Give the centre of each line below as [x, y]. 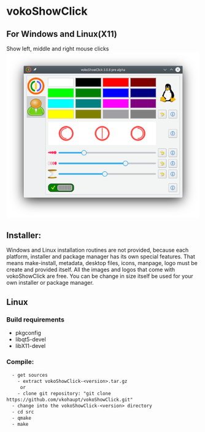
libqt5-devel [30, 339]
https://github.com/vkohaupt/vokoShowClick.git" [70, 400]
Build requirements [35, 319]
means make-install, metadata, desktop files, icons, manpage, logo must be [102, 263]
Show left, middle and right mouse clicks [58, 48]
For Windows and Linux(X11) [62, 34]
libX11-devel [30, 345]
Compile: [20, 361]
